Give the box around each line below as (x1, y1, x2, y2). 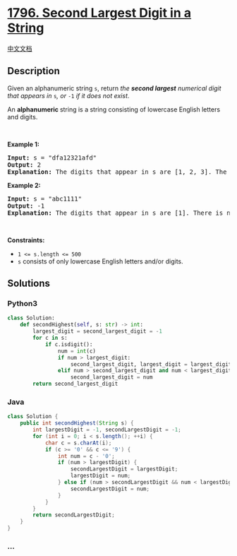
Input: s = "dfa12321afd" (7, 153, 97, 162)
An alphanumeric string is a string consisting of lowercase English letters (7, 105, 221, 114)
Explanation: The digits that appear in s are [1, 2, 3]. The (7, 167, 227, 176)
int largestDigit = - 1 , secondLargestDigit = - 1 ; (32, 426, 181, 434)
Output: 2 (7, 160, 41, 169)
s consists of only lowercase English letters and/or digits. (17, 256, 183, 266)
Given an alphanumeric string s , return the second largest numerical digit (7, 83, 221, 93)
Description (7, 65, 60, 77)
